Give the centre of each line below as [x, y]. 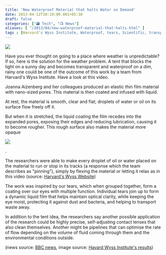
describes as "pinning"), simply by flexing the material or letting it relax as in [83, 171]
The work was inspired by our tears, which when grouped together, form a [81, 186]
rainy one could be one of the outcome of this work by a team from [73, 72]
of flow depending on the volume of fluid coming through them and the [77, 232]
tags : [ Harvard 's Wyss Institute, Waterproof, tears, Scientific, [76, 33]
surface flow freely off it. [30, 107]
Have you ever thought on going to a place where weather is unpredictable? [82, 56]
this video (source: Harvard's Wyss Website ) [51, 177]
